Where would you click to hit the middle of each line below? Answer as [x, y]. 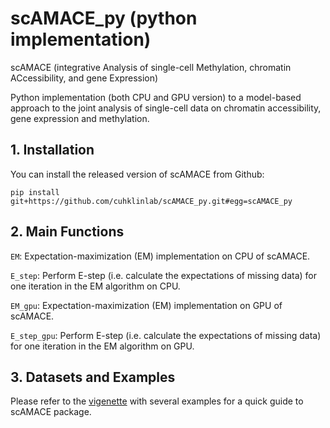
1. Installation [52, 150]
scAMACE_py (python [104, 18]
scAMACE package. [51, 412]
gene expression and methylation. [80, 118]
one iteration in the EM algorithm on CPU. [95, 286]
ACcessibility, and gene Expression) [84, 78]
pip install [35, 192]
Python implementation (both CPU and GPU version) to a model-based [156, 97]
